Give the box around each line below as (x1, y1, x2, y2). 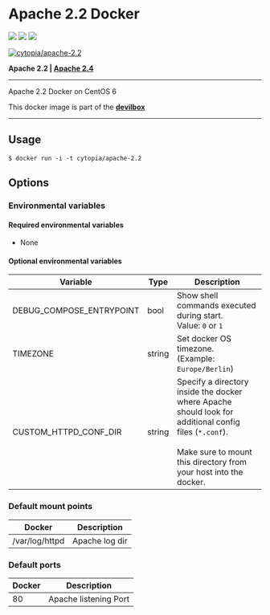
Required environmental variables (8, 220, 125, 230)
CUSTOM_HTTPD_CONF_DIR (12, 426, 122, 438)
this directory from (176, 457, 247, 468)
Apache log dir (72, 535, 128, 546)
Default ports (8, 559, 62, 570)
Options (8, 176, 50, 189)
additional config (176, 417, 241, 428)
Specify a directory (176, 377, 249, 388)
